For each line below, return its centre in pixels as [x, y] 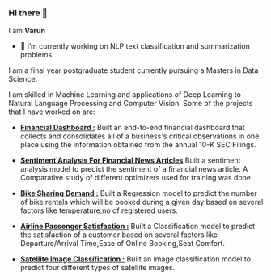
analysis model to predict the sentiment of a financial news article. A [134, 169]
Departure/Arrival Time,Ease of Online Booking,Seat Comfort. [122, 244]
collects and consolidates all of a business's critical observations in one [140, 136]
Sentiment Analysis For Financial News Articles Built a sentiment [130, 160]
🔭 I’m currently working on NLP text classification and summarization [135, 46]
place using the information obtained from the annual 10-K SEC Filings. [138, 145]
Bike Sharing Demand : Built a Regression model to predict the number [138, 193]
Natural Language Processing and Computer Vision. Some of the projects [131, 104]
